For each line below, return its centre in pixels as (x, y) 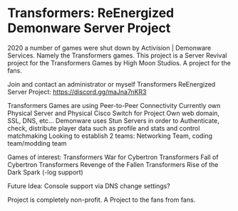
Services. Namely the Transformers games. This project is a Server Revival (117, 55)
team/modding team (37, 143)
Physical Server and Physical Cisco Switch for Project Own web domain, (113, 113)
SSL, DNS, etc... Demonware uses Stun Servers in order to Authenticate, (113, 120)
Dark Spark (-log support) (45, 172)
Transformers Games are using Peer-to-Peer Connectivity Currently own (114, 105)
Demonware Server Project (89, 28)
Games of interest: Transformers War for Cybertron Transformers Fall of (113, 157)
